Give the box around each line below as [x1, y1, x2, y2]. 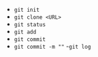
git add [13, 28, 36, 35]
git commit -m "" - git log [13, 42, 91, 50]
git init [13, 6, 40, 13]
